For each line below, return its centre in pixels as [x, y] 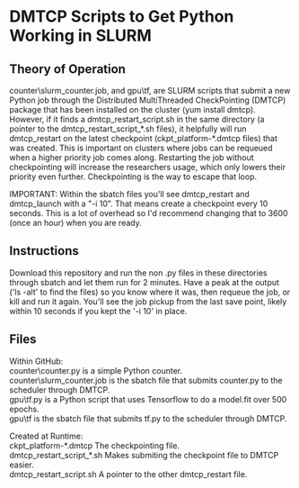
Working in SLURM [81, 36]
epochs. [24, 409]
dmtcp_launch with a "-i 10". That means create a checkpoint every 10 [139, 203]
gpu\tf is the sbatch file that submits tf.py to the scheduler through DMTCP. [148, 418]
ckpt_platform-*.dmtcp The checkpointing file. [95, 445]
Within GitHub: [36, 361]
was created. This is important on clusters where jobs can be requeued [141, 148]
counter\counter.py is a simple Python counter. [96, 370]
